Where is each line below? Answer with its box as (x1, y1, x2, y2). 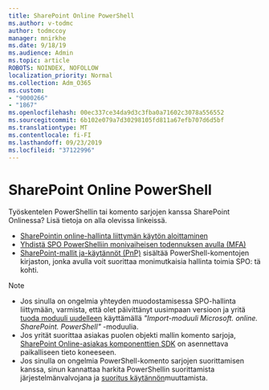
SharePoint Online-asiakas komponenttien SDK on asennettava (19, 339, 229, 349)
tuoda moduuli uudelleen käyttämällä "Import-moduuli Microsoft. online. (19, 314, 259, 323)
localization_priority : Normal (8, 71, 113, 79)
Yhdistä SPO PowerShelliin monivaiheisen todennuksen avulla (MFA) (19, 240, 247, 250)
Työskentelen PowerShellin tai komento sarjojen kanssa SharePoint (8, 207, 230, 217)
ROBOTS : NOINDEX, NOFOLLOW (8, 64, 99, 72)
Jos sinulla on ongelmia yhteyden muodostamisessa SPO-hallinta (19, 296, 237, 306)
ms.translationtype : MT (8, 124, 88, 132)
